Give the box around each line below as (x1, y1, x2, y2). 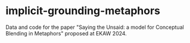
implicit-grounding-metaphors (5, 4, 161, 18)
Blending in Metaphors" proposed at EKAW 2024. (5, 29, 127, 37)
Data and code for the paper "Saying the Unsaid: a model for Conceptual (5, 24, 184, 31)
